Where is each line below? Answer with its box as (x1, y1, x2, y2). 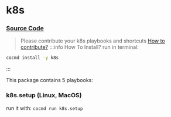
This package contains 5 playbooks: (6, 77, 94, 84)
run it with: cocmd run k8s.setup (6, 104, 83, 111)
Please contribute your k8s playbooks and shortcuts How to (20, 37, 165, 44)
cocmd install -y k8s (6, 55, 59, 61)
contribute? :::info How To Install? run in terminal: (20, 44, 139, 51)
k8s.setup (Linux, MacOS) (6, 91, 82, 100)
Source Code (6, 24, 44, 33)
